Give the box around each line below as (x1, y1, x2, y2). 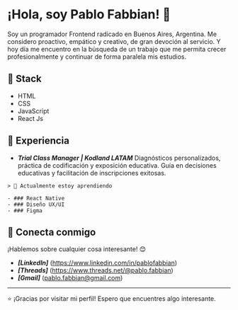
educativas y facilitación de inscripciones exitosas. (17, 168, 166, 177)
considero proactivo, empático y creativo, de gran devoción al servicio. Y (7, 37, 221, 45)
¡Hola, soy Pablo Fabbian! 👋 (7, 6, 171, 23)
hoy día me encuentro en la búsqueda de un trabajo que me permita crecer (7, 45, 227, 53)
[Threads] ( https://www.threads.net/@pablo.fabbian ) (17, 266, 174, 275)
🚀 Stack (7, 73, 42, 85)
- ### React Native (7, 195, 65, 202)
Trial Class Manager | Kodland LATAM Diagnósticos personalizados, (17, 154, 221, 162)
